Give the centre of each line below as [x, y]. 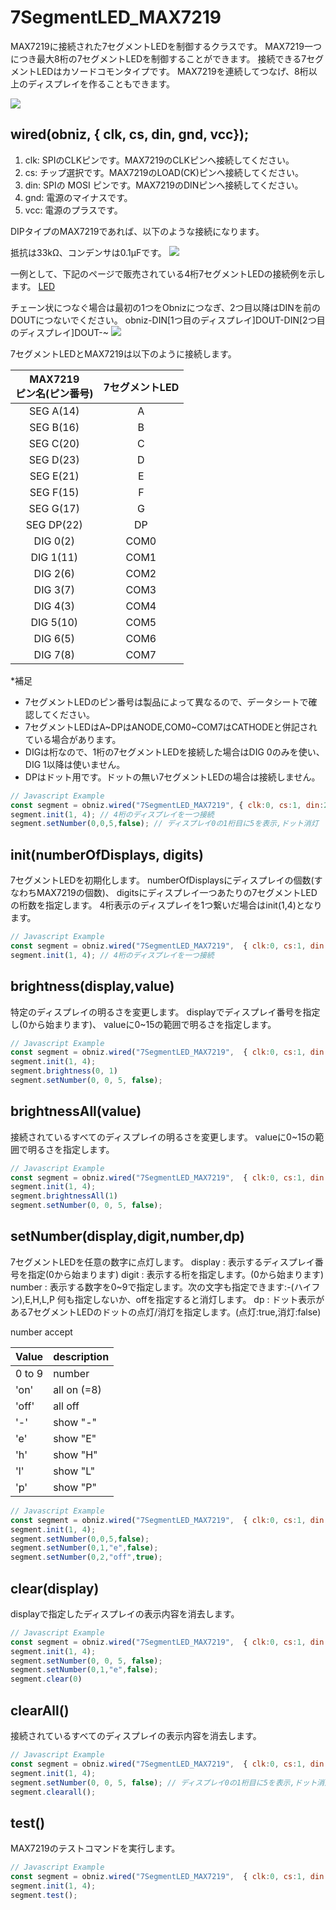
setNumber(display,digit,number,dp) [127, 1236]
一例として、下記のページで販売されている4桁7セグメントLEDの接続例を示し [168, 273]
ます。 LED [32, 286]
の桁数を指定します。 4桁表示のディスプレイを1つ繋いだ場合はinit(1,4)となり [166, 905]
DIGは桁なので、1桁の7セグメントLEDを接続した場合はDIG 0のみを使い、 [174, 752]
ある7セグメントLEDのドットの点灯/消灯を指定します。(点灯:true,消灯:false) [166, 1312]
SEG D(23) [54, 459]
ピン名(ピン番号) [54, 393]
